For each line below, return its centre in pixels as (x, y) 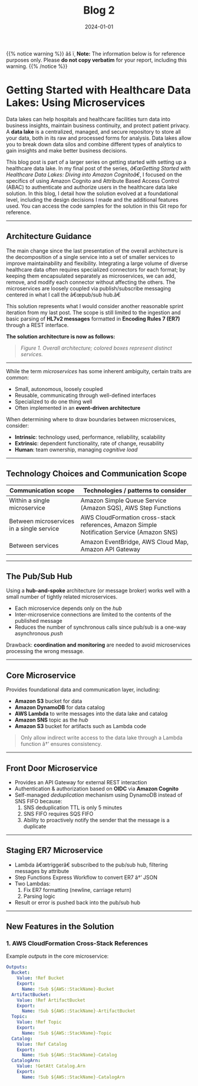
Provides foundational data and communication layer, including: (83, 690)
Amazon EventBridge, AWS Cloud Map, (135, 542)
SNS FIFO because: (38, 801)
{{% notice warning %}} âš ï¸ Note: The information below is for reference (96, 53)
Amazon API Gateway (110, 549)
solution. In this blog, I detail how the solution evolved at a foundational (92, 193)
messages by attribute (42, 871)
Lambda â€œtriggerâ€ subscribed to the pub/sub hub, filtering (91, 865)
